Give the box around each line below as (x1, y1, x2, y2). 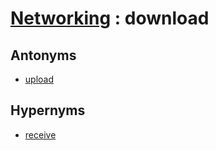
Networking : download (10, 7, 210, 30)
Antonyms (10, 47, 77, 64)
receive (24, 128, 57, 141)
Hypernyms (10, 102, 86, 119)
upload (24, 73, 55, 85)
